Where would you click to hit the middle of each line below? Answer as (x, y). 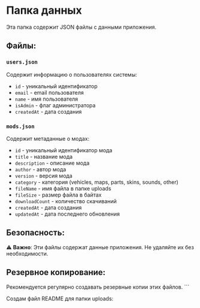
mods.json (20, 126)
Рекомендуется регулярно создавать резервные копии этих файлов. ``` (98, 287)
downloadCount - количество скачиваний (66, 201)
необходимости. (27, 253)
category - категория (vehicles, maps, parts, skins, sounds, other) (96, 182)
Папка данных (44, 10)
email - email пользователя (49, 92)
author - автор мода (40, 169)
